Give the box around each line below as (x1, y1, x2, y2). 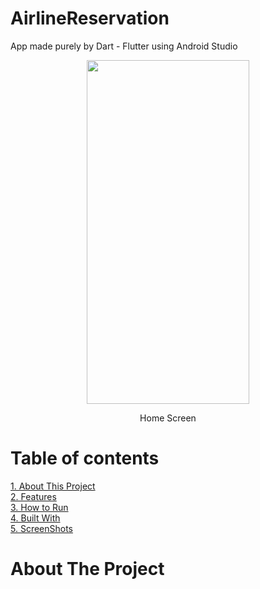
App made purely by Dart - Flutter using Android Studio (10, 40, 238, 52)
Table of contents (10, 447, 160, 470)
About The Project (10, 558, 165, 581)
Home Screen (139, 412, 197, 424)
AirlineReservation (10, 7, 170, 30)
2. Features (10, 490, 57, 502)
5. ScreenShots (10, 522, 74, 534)
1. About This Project (10, 480, 96, 492)
